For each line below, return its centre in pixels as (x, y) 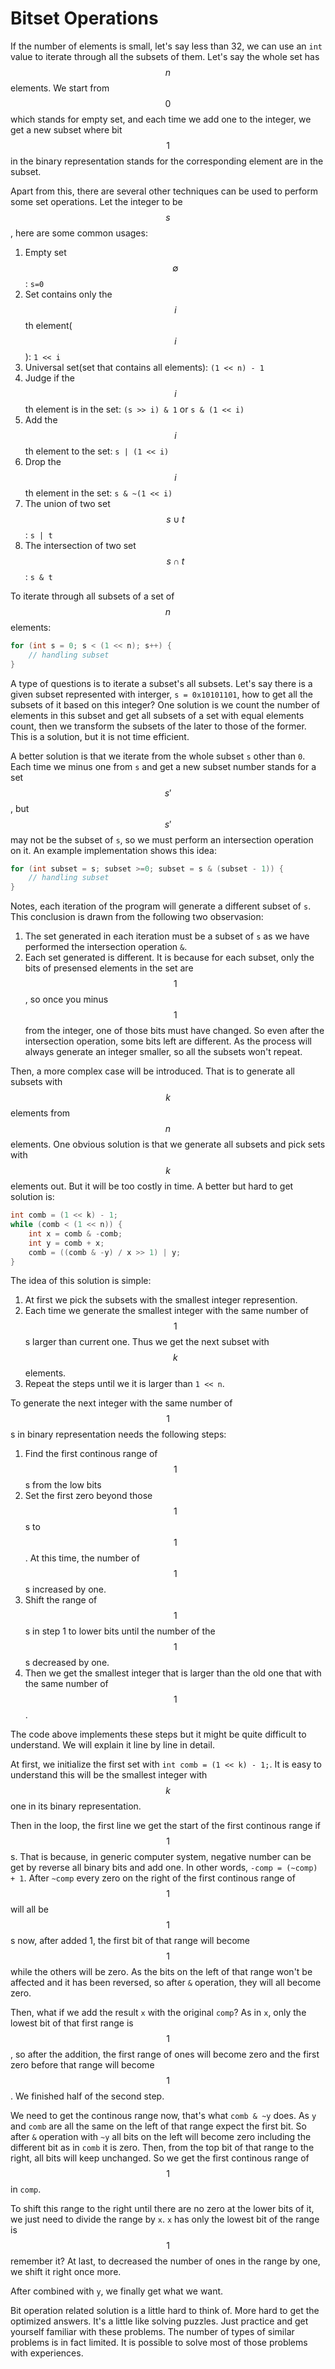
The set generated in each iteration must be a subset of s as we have (167, 936)
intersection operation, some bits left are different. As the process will (168, 1041)
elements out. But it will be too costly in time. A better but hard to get (152, 1186)
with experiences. (47, 2353)
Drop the (43, 461)
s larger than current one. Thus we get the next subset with (147, 1342)
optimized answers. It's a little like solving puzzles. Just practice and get (159, 2321)
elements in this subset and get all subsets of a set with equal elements (157, 715)
